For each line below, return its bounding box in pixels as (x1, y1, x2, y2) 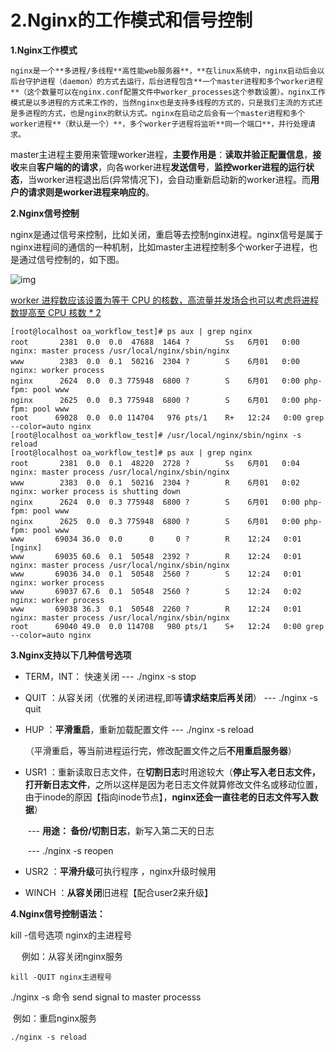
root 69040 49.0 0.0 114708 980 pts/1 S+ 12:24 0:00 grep (10, 621, 325, 631)
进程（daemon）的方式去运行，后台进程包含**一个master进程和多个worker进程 (39, 76, 323, 86)
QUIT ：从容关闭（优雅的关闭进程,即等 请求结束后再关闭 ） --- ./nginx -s (24, 691, 318, 703)
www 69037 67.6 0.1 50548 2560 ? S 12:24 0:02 (10, 586, 302, 596)
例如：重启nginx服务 (12, 1012, 98, 1024)
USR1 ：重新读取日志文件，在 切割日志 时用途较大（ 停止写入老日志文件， (24, 766, 321, 778)
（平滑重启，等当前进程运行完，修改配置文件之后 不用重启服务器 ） (24, 744, 297, 756)
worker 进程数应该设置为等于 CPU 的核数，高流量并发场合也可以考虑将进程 (10, 294, 320, 306)
